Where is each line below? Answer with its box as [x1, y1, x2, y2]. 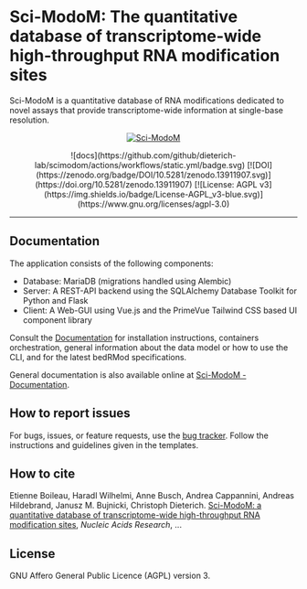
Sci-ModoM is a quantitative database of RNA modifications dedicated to [9, 94, 285, 106]
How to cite [9, 466, 76, 481]
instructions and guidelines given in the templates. [9, 439, 199, 450]
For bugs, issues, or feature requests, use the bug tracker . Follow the [9, 430, 270, 441]
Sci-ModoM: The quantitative [9, 6, 238, 27]
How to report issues [9, 405, 131, 422]
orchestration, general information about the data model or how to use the [9, 341, 289, 353]
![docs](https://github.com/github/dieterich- [70, 149, 237, 161]
